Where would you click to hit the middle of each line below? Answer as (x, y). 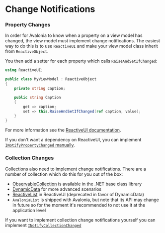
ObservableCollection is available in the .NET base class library (77, 184)
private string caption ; (40, 89)
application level (29, 210)
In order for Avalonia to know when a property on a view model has (74, 35)
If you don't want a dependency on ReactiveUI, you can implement (73, 140)
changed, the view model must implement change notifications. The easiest (83, 41)
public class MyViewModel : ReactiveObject (51, 79)
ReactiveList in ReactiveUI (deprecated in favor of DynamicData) (78, 194)
